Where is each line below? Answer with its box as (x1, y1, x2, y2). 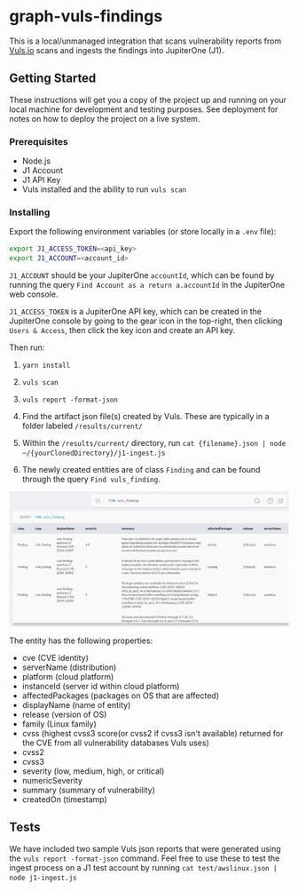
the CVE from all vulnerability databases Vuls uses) (21, 737, 210, 748)
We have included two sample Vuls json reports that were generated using (9, 843, 281, 854)
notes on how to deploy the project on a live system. (9, 113, 200, 123)
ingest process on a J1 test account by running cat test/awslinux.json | (9, 862, 278, 872)
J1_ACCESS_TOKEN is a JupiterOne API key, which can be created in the (9, 306, 262, 317)
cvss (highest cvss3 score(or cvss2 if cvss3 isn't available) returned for (21, 728, 284, 738)
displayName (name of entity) (21, 699, 131, 710)
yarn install (21, 362, 71, 370)
